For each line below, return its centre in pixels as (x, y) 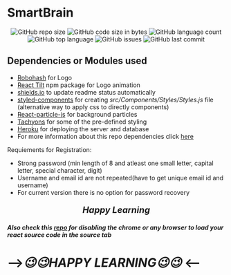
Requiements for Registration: (49, 149)
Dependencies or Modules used (77, 61)
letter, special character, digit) (59, 170)
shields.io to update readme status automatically (86, 92)
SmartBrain (40, 13)
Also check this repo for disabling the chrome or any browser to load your (115, 227)
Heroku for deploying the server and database (83, 129)
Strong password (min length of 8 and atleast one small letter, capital (115, 163)
